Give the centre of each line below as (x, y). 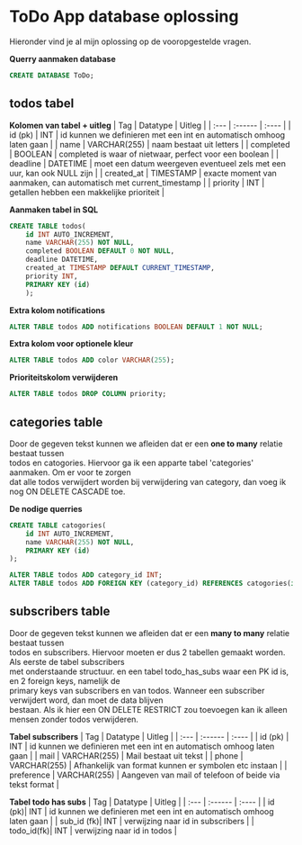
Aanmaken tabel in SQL (54, 210)
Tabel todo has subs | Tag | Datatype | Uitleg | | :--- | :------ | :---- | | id (142, 802)
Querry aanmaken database (62, 58)
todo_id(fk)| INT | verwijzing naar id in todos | (93, 831)
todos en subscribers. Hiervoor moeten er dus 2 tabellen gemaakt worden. (147, 652)
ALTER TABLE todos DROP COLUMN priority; (88, 394)
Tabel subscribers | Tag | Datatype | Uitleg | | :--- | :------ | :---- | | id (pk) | (149, 736)
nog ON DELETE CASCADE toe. (67, 491)
